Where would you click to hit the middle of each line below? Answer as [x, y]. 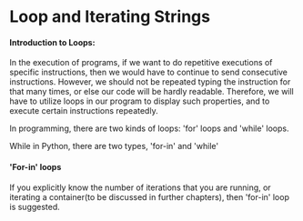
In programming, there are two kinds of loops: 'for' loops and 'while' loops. [149, 128]
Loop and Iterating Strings [110, 17]
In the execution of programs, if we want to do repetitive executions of [141, 63]
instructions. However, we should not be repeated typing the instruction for [150, 82]
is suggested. [35, 206]
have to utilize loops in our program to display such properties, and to [140, 101]
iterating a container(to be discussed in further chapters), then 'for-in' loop [149, 196]
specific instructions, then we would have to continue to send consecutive [149, 72]
